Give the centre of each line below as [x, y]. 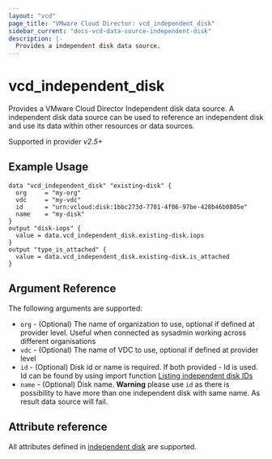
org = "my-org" [49, 193]
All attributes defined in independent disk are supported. [102, 446]
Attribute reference [58, 427]
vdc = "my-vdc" [49, 199]
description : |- [36, 39]
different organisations [58, 341]
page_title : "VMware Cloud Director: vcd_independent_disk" [112, 24]
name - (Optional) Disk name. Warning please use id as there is [125, 384]
